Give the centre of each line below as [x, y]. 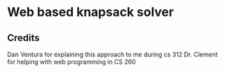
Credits [24, 38]
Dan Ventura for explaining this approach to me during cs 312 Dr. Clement [112, 54]
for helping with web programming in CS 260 [72, 62]
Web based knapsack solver [91, 12]
